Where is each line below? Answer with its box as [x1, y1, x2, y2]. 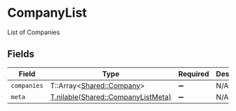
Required [178, 68, 209, 78]
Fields [7, 48, 35, 60]
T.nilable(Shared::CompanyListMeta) [50, 92, 172, 102]
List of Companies [7, 28, 60, 36]
